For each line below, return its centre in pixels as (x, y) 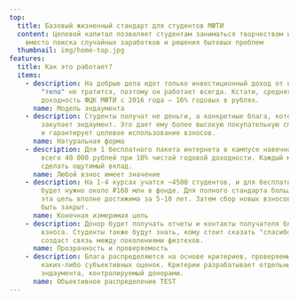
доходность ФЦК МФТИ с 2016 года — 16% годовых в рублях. (150, 100)
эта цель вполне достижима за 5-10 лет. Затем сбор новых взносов (166, 199)
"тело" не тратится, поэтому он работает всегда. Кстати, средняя (166, 91)
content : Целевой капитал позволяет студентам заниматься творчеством (150, 34)
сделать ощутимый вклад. (87, 166)
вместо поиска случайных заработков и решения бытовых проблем (145, 42)
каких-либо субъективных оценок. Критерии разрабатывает (148, 265)
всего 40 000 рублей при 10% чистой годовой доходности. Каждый (162, 158)
